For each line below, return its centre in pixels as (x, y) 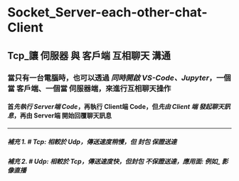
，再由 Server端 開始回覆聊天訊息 (63, 115)
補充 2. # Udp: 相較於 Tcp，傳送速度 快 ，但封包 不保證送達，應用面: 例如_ (114, 161)
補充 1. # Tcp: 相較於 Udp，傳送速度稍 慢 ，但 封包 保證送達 (92, 142)
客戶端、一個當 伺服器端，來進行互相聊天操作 (94, 88)
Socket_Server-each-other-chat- (107, 12)
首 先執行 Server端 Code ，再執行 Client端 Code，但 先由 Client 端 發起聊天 (116, 107)
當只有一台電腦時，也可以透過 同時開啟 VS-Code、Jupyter (108, 78)
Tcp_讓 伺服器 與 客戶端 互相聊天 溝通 (89, 55)
